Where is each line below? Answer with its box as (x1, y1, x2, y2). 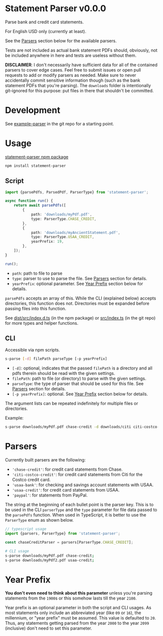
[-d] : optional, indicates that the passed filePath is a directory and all (12, 365, 153, 371)
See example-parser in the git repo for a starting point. (5, 121, 114, 126)
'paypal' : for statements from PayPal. (12, 492, 88, 498)
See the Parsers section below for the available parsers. (5, 37, 117, 44)
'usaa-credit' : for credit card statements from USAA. (12, 487, 120, 493)
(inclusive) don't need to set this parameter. (5, 625, 92, 631)
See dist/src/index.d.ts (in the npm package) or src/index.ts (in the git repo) (5, 315, 156, 321)
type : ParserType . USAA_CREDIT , (31, 234, 95, 240)
